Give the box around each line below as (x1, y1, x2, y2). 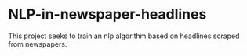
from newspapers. (8, 39, 67, 48)
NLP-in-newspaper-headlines (8, 5, 207, 23)
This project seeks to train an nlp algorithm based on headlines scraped (8, 31, 240, 40)
